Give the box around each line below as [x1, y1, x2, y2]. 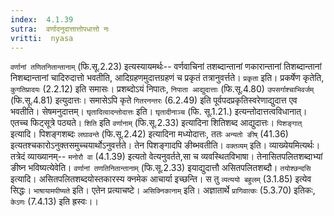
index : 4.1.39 [10, 14, 74, 25]
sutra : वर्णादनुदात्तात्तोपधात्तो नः [10, 24, 110, 34]
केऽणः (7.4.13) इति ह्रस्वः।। [10, 196, 99, 208]
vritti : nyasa [10, 33, 74, 43]
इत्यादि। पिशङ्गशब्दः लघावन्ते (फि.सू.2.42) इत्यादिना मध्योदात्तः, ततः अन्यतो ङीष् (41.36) [10, 128, 289, 140]
